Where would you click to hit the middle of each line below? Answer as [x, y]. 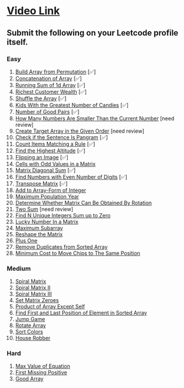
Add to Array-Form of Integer [51, 190]
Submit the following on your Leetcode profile [93, 33]
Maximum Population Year [47, 196]
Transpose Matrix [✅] [41, 183]
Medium [19, 268]
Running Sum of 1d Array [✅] [50, 85]
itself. [17, 42]
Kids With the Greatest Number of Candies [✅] [72, 105]
